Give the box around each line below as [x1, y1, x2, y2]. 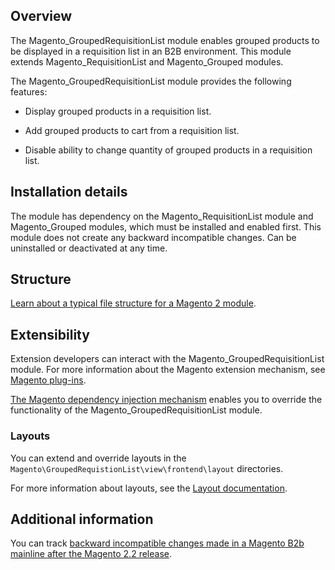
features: [10, 85, 48, 98]
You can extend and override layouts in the [10, 452, 187, 464]
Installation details [10, 184, 128, 201]
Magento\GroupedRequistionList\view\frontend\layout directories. [10, 462, 284, 474]
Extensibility [10, 326, 90, 343]
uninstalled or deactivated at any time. [10, 242, 168, 254]
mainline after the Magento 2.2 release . [10, 548, 172, 560]
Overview [10, 8, 73, 25]
